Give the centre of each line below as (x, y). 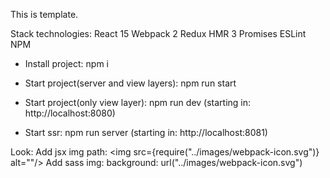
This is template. (44, 14)
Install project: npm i (66, 63)
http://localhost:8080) (70, 113)
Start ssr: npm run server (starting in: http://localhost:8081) (146, 132)
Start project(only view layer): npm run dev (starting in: (138, 102)
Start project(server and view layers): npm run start (130, 83)
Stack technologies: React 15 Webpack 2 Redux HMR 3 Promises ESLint (158, 33)
